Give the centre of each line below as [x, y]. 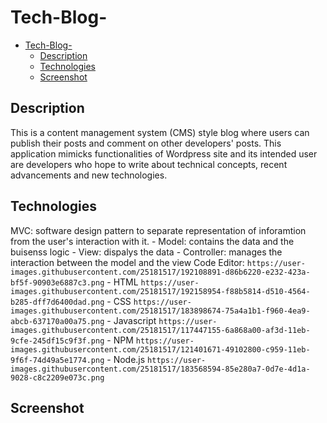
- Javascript [131, 320]
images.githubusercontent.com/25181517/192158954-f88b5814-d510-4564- [160, 291]
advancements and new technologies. [89, 175]
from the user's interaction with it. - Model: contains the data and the [152, 241]
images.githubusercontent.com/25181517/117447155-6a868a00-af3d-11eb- [160, 330]
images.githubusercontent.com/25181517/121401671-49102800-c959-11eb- [160, 349]
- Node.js [126, 359]
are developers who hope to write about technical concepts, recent [149, 164]
